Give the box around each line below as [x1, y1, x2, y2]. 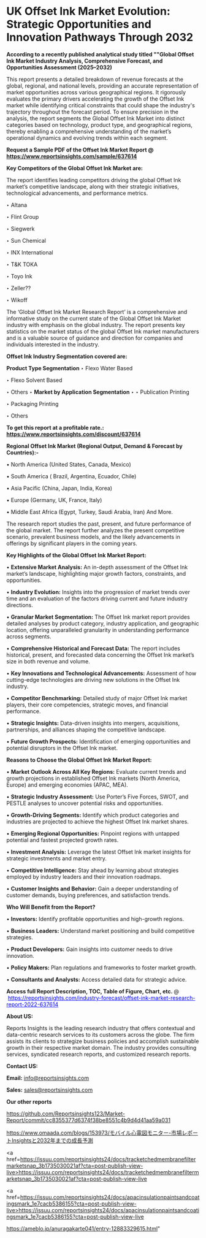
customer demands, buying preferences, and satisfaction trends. [6, 891, 170, 899]
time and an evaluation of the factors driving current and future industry [6, 595, 188, 602]
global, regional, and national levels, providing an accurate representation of [6, 82, 199, 90]
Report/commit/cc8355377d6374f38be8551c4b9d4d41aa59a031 [6, 1116, 170, 1123]
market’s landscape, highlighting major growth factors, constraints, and [6, 570, 186, 577]
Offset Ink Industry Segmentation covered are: [6, 353, 128, 360]
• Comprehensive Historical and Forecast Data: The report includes [6, 644, 181, 652]
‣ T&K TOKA [6, 261, 38, 268]
